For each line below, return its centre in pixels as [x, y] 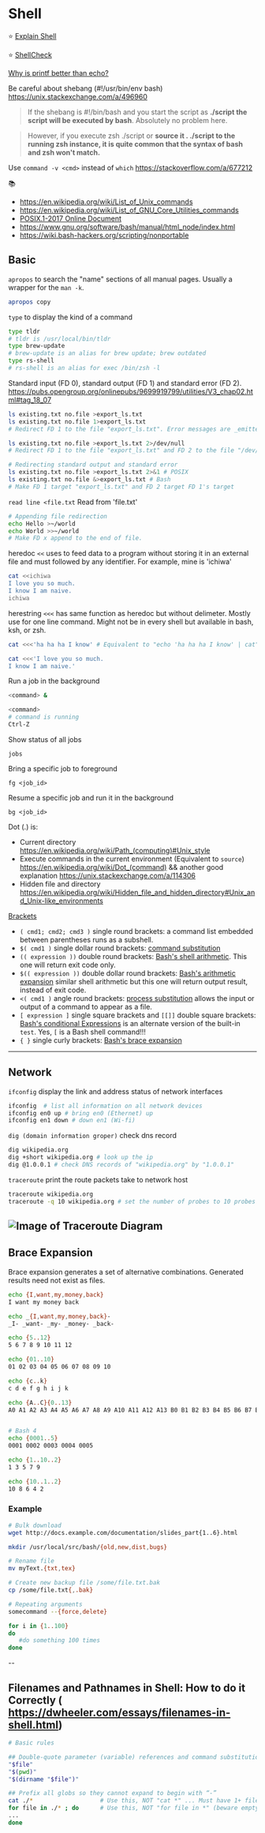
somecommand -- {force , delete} [58, 1611]
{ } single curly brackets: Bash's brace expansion [101, 1040]
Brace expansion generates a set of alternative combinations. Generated [126, 1271]
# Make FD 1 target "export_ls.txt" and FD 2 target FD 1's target [121, 487]
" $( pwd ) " [22, 1771]
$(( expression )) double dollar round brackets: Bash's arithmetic [128, 973]
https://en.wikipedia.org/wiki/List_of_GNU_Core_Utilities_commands [129, 210]
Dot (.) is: [23, 827]
